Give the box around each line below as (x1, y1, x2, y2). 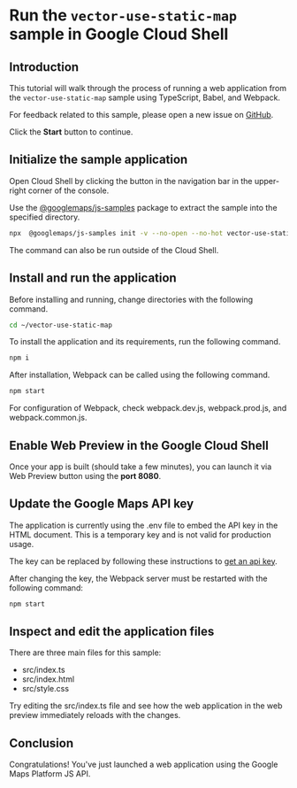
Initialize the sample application (9, 152, 188, 167)
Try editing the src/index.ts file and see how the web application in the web (9, 700, 283, 711)
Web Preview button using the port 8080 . (9, 470, 162, 481)
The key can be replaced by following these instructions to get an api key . (9, 555, 278, 567)
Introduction (9, 59, 80, 74)
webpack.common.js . (9, 413, 88, 423)
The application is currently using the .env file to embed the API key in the (9, 520, 278, 530)
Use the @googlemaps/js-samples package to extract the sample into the (9, 202, 278, 212)
